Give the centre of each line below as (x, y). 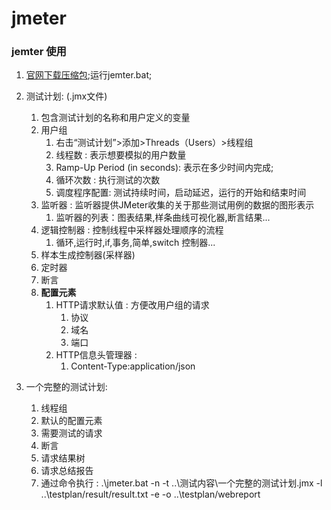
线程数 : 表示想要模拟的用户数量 (121, 155)
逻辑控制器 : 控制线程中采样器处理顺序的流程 (132, 230)
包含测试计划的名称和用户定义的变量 (115, 118)
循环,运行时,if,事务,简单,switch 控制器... (135, 243)
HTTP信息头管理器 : (96, 355)
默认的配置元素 (71, 421)
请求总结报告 (67, 471)
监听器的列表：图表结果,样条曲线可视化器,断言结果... (163, 218)
